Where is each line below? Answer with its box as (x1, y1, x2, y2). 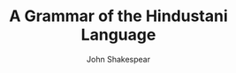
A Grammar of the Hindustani (9, 6, 228, 26)
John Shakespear (86, 54, 151, 64)
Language (80, 25, 156, 45)
